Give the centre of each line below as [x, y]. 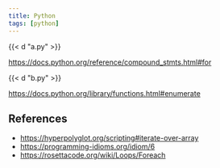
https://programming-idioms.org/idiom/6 [87, 147]
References [38, 118]
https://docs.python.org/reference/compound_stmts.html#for [110, 62]
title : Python [32, 16]
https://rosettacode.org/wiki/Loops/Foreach [93, 155]
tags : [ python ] [34, 23]
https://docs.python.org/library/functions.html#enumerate [105, 93]
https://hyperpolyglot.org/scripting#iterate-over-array [109, 138]
